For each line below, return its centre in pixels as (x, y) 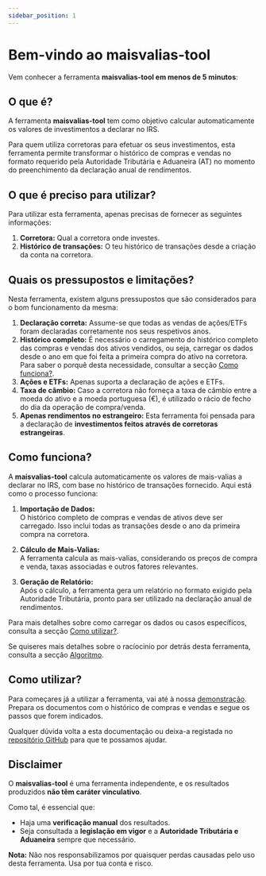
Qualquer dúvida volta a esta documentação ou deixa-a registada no (121, 731)
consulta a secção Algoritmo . (56, 654)
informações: (30, 222)
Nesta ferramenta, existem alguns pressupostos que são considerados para (132, 299)
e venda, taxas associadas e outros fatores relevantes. (109, 566)
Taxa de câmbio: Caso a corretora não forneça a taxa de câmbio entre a (138, 390)
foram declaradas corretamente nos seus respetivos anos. (115, 331)
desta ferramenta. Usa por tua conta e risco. (81, 863)
